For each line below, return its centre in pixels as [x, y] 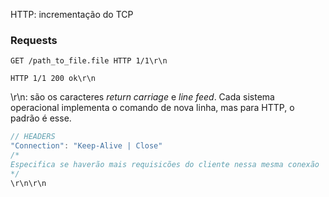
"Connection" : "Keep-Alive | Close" [86, 146]
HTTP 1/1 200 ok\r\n [53, 79]
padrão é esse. [41, 118]
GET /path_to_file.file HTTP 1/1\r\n [89, 61]
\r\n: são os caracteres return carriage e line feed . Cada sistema [142, 97]
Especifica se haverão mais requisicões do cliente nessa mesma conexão [165, 164]
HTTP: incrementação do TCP [72, 14]
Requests [34, 40]
